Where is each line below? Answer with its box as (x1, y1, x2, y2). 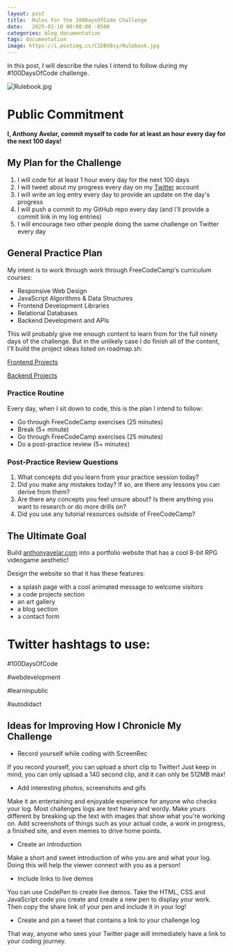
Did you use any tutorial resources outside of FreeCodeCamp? (17, 510, 196, 518)
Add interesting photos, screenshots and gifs (17, 783, 146, 792)
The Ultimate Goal (7, 530, 87, 542)
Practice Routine (7, 388, 64, 398)
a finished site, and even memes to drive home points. (7, 826, 162, 835)
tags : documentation (7, 36, 67, 43)
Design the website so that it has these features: (7, 569, 146, 577)
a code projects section (17, 590, 85, 598)
